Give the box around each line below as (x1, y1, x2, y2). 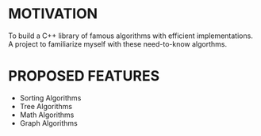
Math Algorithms (19, 110, 75, 119)
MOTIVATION (8, 5, 98, 23)
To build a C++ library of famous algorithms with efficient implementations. (8, 31, 254, 40)
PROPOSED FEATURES (8, 67, 160, 85)
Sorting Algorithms (19, 93, 82, 103)
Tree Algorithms (19, 101, 73, 111)
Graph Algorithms (19, 118, 78, 127)
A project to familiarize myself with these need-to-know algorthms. (8, 39, 228, 48)
